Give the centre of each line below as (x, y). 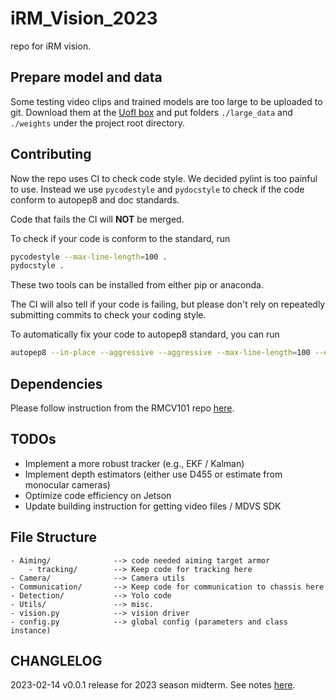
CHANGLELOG (56, 661)
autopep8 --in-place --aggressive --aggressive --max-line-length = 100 (160, 353)
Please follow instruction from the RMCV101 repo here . (122, 408)
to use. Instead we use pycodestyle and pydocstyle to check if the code (157, 189)
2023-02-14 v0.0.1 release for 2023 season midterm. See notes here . (153, 685)
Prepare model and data (86, 77)
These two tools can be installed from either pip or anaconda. (137, 285)
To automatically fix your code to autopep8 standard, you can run (145, 334)
